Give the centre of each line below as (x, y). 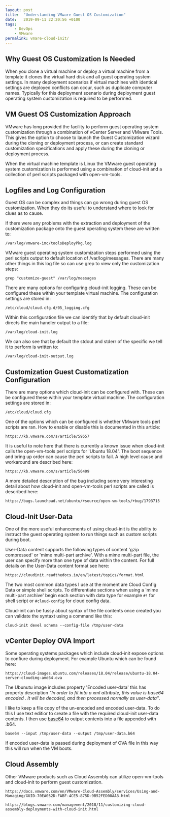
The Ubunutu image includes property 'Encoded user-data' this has (76, 687)
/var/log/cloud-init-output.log (39, 356)
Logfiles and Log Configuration (55, 190)
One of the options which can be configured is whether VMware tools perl (83, 422)
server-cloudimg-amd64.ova (34, 678)
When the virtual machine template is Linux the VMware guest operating (81, 163)
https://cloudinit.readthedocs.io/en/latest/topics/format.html (75, 575)
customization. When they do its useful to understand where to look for (80, 208)
